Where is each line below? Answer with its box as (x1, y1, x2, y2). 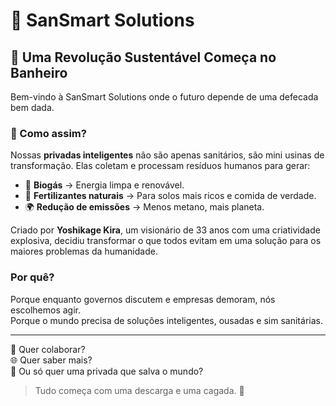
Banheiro (10, 64, 68, 81)
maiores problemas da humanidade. (10, 245, 158, 258)
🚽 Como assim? (10, 126, 87, 140)
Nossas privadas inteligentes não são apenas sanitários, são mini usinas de (10, 149, 325, 161)
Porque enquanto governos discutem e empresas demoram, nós (10, 293, 276, 305)
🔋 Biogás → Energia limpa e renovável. (24, 179, 185, 191)
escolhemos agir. (10, 304, 82, 316)
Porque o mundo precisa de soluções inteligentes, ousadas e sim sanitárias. (10, 314, 323, 326)
